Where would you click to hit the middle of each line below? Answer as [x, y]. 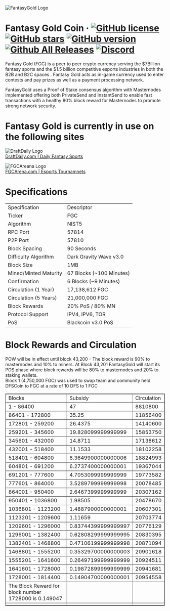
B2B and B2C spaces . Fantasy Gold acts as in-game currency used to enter [85, 74]
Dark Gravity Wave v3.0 [95, 256]
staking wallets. [22, 375]
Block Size [20, 265]
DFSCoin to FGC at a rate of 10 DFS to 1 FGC [51, 386]
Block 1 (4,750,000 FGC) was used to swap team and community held [78, 380]
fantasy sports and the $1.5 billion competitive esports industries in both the [84, 69]
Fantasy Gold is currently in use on [80, 126]
